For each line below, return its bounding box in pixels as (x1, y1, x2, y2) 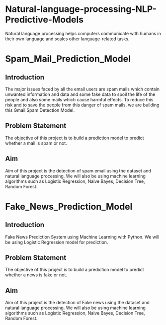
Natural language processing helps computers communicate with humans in (5, 30, 162, 36)
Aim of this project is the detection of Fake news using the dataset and (5, 300, 150, 306)
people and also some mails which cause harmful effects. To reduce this (5, 96, 154, 102)
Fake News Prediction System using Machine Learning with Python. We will (5, 234, 160, 240)
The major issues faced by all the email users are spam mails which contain (5, 86, 160, 92)
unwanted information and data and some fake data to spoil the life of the (5, 91, 156, 97)
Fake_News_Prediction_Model (5, 201, 133, 212)
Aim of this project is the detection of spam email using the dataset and (5, 167, 152, 173)
